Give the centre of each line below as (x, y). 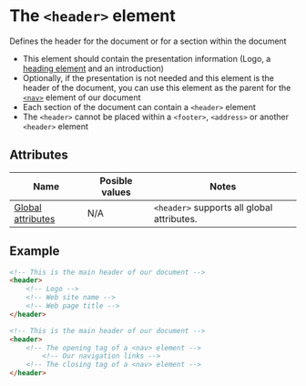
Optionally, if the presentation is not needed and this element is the (148, 77)
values (116, 192)
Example (35, 251)
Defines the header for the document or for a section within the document (148, 41)
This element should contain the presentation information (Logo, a (147, 58)
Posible (116, 180)
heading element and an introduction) (93, 68)
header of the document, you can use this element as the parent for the (157, 87)
